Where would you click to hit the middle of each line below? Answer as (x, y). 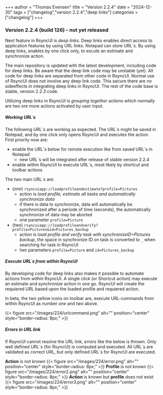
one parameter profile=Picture (51, 220)
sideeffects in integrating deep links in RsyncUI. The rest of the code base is (81, 86)
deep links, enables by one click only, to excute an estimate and (69, 51)
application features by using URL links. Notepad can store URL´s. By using (80, 46)
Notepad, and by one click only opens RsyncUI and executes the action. (77, 135)
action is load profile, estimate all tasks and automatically (77, 194)
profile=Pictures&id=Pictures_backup (50, 230)
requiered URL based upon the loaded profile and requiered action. (72, 289)
